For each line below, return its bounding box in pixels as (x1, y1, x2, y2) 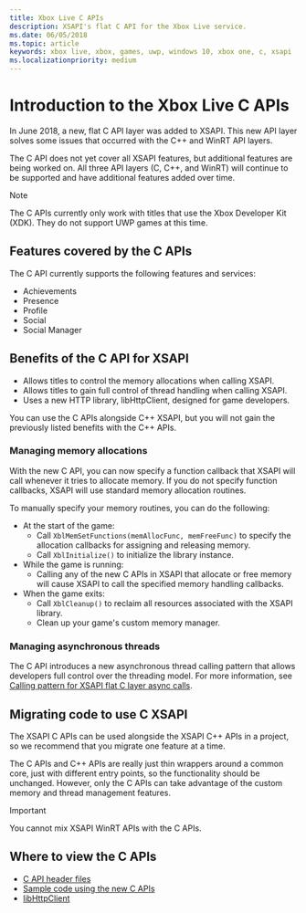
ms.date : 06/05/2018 (9, 30, 89, 39)
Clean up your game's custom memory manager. (36, 617, 221, 628)
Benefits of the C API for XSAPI (9, 351, 189, 366)
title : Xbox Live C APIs (9, 13, 104, 23)
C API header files (22, 873, 91, 884)
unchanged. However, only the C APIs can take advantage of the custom (9, 777, 283, 788)
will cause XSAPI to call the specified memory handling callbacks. (36, 578, 285, 589)
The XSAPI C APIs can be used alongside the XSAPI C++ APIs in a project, (9, 730, 290, 741)
